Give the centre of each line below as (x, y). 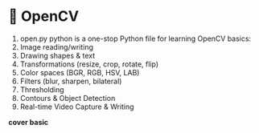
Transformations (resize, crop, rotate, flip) (89, 64)
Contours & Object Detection (68, 98)
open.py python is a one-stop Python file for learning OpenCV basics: (136, 38)
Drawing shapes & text (58, 55)
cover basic (29, 122)
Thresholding (42, 89)
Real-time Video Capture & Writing (77, 107)
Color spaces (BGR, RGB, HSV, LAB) (80, 72)
